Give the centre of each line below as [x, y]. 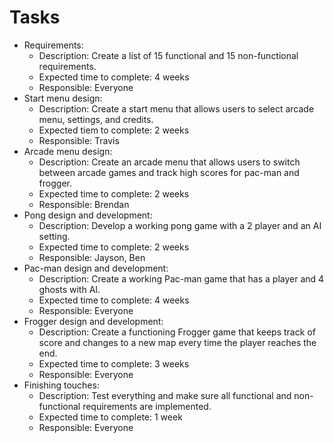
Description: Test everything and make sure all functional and [165, 395]
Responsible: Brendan [84, 204]
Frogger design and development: [93, 321]
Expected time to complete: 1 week [110, 417]
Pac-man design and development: [96, 268]
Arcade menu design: [68, 151]
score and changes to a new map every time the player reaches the [177, 342]
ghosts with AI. [69, 289]
